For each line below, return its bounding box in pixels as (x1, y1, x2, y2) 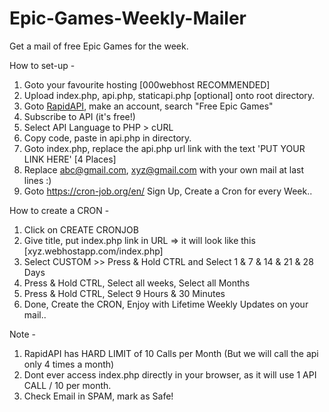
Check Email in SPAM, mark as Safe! (23, 390, 174, 402)
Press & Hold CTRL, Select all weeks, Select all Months (23, 277, 251, 289)
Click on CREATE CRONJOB (23, 223, 139, 236)
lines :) (23, 174, 52, 186)
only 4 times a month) (23, 358, 115, 370)
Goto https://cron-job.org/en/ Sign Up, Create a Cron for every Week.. (23, 185, 313, 197)
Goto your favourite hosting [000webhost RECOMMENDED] (23, 78, 271, 91)
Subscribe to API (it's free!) (23, 110, 136, 122)
